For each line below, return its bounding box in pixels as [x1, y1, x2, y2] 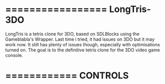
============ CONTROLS [5, 70, 129, 81]
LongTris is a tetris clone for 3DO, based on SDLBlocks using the [5, 31, 140, 37]
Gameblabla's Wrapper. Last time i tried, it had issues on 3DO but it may [5, 36, 155, 42]
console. [5, 52, 24, 58]
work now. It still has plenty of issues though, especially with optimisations [5, 41, 160, 47]
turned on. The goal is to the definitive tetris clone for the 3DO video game [5, 47, 160, 53]
